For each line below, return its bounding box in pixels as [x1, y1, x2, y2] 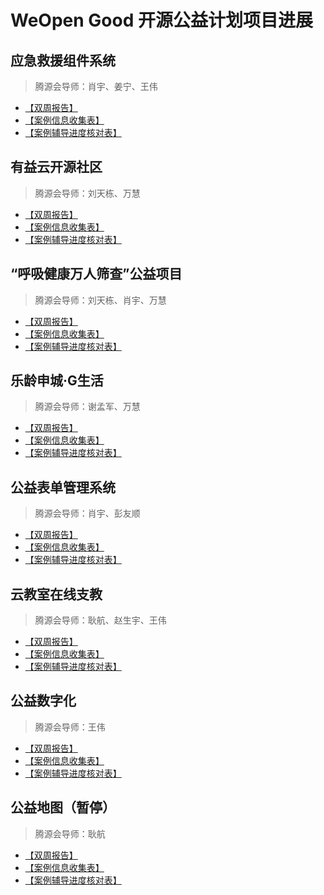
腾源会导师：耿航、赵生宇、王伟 [34, 614, 167, 626]
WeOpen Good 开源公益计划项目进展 [10, 9, 313, 32]
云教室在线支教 [10, 586, 103, 603]
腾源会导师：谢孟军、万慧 [34, 401, 141, 413]
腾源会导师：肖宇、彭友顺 [34, 507, 141, 520]
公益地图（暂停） [10, 799, 116, 816]
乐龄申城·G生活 [10, 372, 104, 390]
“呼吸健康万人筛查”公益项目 [10, 266, 183, 283]
